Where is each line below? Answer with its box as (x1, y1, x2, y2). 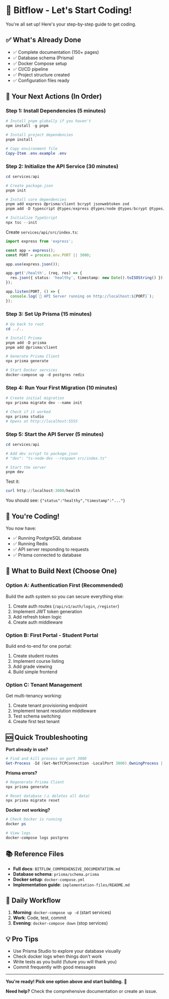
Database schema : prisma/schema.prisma (13, 871, 99, 877)
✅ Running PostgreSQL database (13, 535, 82, 541)
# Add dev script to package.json (6, 451, 78, 456)
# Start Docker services (6, 368, 58, 373)
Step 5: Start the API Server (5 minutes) (6, 431, 104, 438)
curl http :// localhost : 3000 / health (6, 488, 80, 493)
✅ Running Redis (13, 540, 48, 547)
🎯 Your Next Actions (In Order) (6, 92, 102, 101)
